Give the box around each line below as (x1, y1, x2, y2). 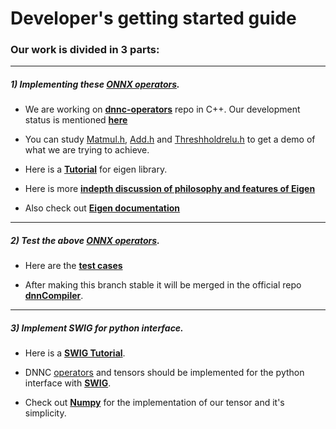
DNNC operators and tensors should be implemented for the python (24, 367, 305, 379)
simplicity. (24, 407, 67, 419)
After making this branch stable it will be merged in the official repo (24, 279, 302, 291)
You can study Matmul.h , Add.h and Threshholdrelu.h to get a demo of (24, 133, 316, 146)
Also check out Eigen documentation (24, 202, 181, 214)
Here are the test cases (24, 260, 123, 272)
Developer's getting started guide (10, 7, 297, 30)
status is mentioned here (24, 114, 128, 126)
